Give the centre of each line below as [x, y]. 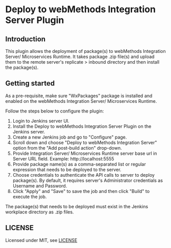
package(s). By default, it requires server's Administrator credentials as [88, 180]
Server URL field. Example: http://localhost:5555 [63, 158]
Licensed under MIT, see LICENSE [41, 240]
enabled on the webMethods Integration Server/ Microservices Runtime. [81, 101]
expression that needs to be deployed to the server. [67, 170]
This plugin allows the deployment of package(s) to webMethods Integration [86, 51]
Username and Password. [40, 186]
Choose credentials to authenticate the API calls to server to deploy [83, 175]
